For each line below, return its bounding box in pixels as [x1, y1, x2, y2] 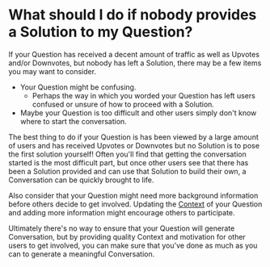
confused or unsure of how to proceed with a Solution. [32, 99, 214, 109]
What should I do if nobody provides [8, 6, 257, 24]
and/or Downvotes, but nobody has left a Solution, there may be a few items [8, 58, 262, 68]
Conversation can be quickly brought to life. [8, 175, 154, 185]
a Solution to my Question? [8, 23, 193, 41]
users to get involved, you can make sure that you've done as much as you [8, 240, 258, 250]
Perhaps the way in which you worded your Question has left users [32, 90, 256, 100]
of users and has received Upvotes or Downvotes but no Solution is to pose [8, 140, 260, 150]
